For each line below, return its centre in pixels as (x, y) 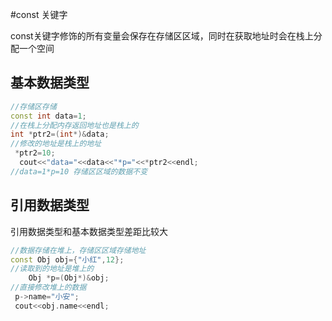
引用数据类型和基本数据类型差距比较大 (89, 231)
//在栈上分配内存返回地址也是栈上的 (74, 125)
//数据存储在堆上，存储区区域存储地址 (78, 250)
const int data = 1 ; (48, 116)
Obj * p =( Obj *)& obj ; (69, 278)
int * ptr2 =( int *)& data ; (60, 134)
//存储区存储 (33, 106)
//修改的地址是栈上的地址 (56, 144)
